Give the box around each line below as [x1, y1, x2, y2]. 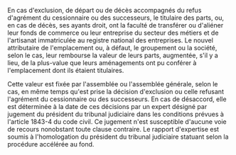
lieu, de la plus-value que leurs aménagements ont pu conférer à [7, 59, 197, 67]
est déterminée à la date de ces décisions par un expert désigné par [7, 103, 208, 110]
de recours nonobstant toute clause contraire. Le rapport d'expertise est [7, 125, 219, 133]
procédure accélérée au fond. [7, 140, 95, 148]
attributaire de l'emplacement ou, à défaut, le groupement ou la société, [7, 44, 218, 52]
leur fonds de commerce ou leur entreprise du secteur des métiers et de [7, 28, 219, 37]
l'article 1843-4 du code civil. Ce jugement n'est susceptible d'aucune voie [7, 117, 227, 126]
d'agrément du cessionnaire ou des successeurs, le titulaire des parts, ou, [7, 13, 225, 22]
